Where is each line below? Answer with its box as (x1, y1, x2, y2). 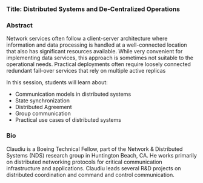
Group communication (15, 110, 71, 117)
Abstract (6, 21, 33, 29)
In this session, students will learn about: (6, 79, 108, 86)
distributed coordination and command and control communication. (6, 171, 175, 178)
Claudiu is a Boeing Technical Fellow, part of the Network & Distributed (6, 145, 183, 153)
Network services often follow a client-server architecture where (6, 35, 168, 42)
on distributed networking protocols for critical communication (6, 158, 162, 165)
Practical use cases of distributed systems (15, 116, 121, 124)
